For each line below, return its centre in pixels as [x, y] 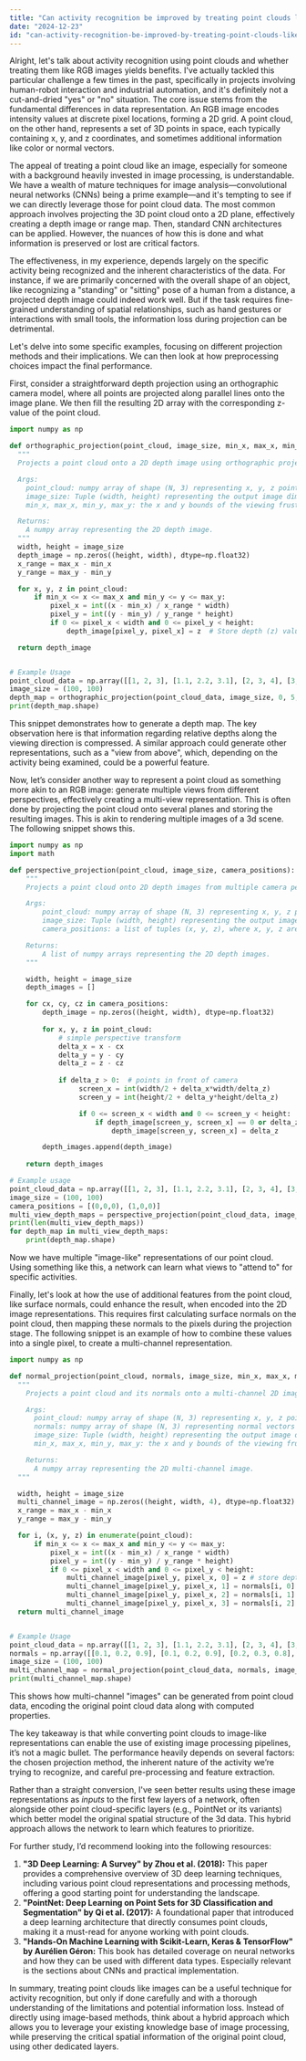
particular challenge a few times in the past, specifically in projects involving [153, 80]
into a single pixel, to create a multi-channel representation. [121, 1343]
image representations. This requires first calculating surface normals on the [153, 1314]
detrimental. [32, 329]
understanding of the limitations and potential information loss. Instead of [147, 2008]
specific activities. [43, 1277]
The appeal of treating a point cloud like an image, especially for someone [148, 166]
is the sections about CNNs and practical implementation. [131, 1971]
